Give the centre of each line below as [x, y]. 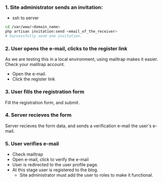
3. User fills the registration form [45, 92]
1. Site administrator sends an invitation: [54, 7]
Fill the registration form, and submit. [42, 102]
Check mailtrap [27, 154]
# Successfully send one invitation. [44, 36]
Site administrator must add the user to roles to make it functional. [86, 175]
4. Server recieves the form [39, 115]
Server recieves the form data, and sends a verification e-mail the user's [78, 126]
